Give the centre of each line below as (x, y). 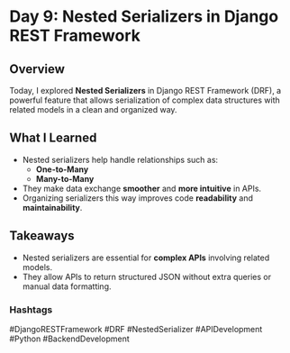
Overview (37, 69)
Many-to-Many (65, 178)
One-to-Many (62, 169)
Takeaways (42, 236)
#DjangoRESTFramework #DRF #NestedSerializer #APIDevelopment (136, 329)
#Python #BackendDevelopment (69, 339)
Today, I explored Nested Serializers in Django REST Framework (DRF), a (145, 91)
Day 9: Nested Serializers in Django (144, 17)
